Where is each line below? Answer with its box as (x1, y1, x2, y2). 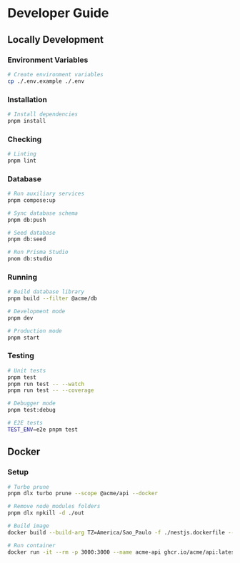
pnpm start (7, 334, 40, 341)
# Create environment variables (7, 71, 104, 78)
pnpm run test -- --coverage (7, 387, 94, 394)
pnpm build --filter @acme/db (7, 295, 98, 303)
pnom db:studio (7, 255, 53, 263)
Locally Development (7, 34, 104, 46)
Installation (7, 94, 48, 104)
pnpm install (7, 117, 46, 124)
